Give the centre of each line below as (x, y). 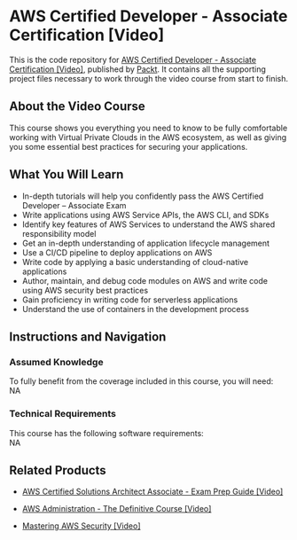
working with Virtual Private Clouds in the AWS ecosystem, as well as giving (148, 137)
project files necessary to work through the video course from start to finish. (149, 78)
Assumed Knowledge (56, 362)
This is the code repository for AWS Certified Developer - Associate (133, 59)
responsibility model (59, 233)
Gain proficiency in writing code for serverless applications (130, 300)
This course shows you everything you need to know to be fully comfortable (148, 128)
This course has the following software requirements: (106, 433)
